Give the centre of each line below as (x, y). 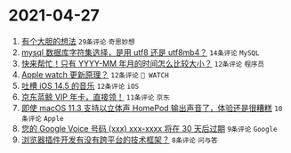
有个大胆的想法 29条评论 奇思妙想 (78, 41)
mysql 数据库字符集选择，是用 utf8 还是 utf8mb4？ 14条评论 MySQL (140, 52)
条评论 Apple (42, 118)
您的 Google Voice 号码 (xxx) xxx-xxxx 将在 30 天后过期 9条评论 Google (149, 128)
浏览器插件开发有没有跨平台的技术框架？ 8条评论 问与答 (120, 140)
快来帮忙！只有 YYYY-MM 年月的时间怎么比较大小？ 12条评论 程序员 (142, 63)
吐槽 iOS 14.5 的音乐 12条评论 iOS (80, 85)
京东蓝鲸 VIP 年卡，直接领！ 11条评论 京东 (95, 97)
